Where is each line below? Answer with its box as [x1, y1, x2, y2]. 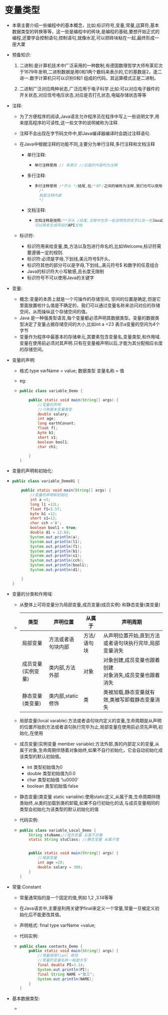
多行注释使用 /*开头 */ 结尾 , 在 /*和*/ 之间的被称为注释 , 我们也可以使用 [34, 183, 162, 189]
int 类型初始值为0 [27, 764, 63, 770]
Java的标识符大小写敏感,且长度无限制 [27, 269, 104, 275]
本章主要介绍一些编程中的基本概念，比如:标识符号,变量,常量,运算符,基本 [12, 22, 159, 28]
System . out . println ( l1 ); [30, 539, 82, 544]
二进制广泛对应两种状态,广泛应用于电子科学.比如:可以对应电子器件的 [19, 86, 160, 92]
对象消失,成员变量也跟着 [103, 671, 160, 679]
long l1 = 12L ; [30, 501, 60, 507]
